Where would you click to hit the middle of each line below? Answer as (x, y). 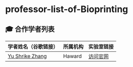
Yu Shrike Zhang (27, 56)
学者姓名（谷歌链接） (33, 47)
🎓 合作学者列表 (30, 29)
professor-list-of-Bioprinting (67, 9)
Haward (73, 56)
